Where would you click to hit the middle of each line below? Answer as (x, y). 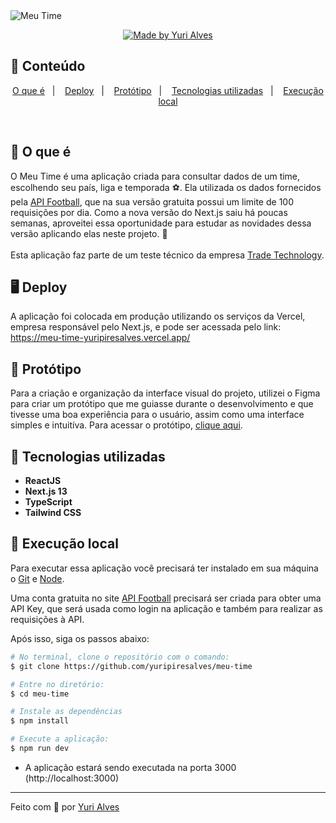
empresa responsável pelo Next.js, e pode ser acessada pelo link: (146, 327)
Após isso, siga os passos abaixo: (80, 638)
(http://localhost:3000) (72, 778)
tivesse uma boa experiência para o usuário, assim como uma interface (157, 415)
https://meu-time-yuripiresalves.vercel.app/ (100, 338)
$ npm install (40, 721)
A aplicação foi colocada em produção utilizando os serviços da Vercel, (158, 316)
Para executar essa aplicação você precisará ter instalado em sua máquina (164, 568)
